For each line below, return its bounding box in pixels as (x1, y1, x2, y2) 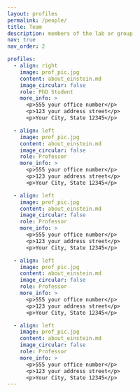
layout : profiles (7, 10, 58, 18)
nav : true (7, 37, 36, 44)
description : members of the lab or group (7, 30, 133, 37)
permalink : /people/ (7, 17, 68, 24)
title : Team (7, 23, 42, 30)
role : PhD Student (20, 89, 73, 96)
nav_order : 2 (7, 43, 45, 50)
